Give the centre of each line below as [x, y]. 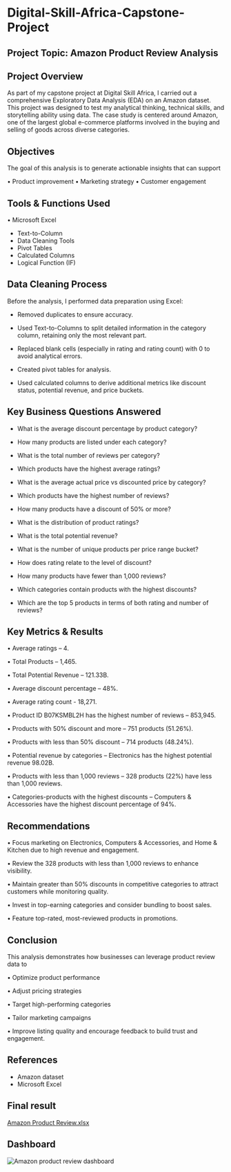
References [32, 1060]
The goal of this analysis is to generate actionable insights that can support [114, 168]
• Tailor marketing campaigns [49, 1018]
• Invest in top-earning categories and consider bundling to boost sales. [110, 905]
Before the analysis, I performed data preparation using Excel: [95, 301]
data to [17, 964]
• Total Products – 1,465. [42, 662]
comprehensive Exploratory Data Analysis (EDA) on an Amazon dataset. [109, 100]
